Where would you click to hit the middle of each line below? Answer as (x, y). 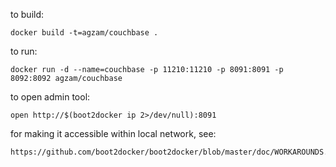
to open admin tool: (50, 97)
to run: (24, 51)
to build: (27, 14)
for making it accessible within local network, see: (113, 133)
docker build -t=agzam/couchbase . (84, 33)
